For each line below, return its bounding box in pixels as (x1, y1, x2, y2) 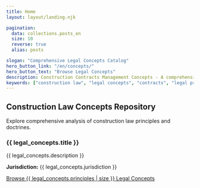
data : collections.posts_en (11, 30, 82, 36)
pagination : (6, 25, 36, 31)
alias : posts (11, 47, 44, 53)
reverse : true (11, 42, 46, 47)
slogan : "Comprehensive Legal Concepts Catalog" (6, 58, 129, 63)
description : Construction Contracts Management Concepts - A (6, 74, 164, 80)
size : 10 (11, 36, 33, 42)
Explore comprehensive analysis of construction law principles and (6, 117, 171, 125)
